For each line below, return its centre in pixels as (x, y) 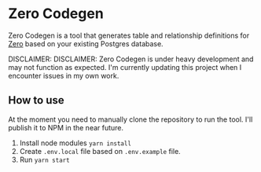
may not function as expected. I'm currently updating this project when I (125, 67)
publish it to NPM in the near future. (66, 127)
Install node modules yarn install (75, 143)
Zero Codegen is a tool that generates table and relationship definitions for (129, 35)
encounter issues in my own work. (64, 75)
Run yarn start (44, 159)
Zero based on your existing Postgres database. (86, 43)
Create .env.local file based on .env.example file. (100, 151)
